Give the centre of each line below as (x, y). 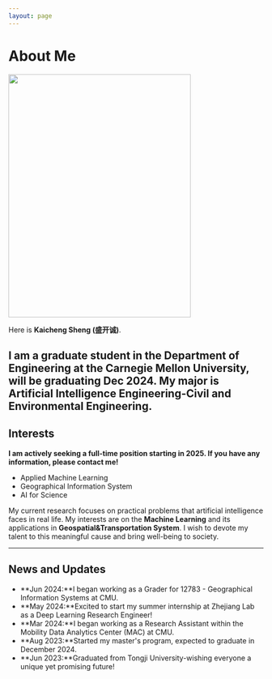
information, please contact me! (64, 462)
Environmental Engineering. (80, 406)
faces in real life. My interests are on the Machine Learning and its (119, 519)
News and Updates (57, 569)
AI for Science (44, 494)
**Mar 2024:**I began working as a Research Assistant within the (132, 623)
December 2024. (48, 649)
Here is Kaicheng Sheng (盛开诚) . (65, 330)
